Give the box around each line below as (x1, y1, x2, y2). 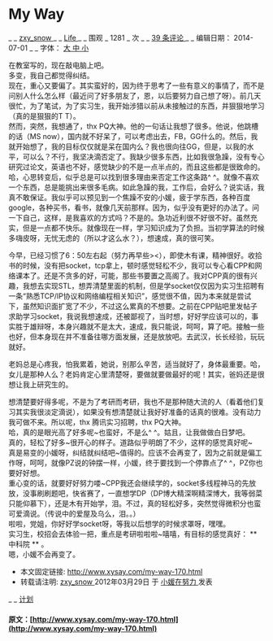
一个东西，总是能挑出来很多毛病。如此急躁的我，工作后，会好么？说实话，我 (8, 182, 265, 192)
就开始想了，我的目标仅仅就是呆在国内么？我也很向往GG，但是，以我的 (8, 142, 247, 151)
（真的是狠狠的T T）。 (8, 111, 81, 120)
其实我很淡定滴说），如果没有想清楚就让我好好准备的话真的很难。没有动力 (15, 407, 262, 416)
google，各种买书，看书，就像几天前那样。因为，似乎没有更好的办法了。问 (8, 203, 260, 212)
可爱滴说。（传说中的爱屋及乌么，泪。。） (8, 508, 141, 518)
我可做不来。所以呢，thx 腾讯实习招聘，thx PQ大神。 (8, 416, 186, 427)
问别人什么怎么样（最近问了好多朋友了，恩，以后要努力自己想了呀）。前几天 (8, 90, 262, 100)
